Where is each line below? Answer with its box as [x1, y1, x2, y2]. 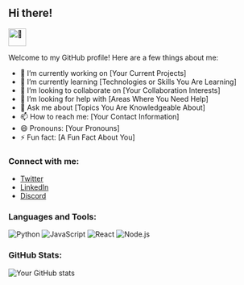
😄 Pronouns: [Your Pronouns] [19, 123, 120, 132]
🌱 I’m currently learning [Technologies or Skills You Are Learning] [19, 77, 238, 86]
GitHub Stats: [8, 249, 63, 261]
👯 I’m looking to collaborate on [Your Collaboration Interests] [19, 85, 221, 95]
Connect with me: [8, 155, 80, 166]
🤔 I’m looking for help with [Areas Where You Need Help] [19, 94, 209, 103]
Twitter [19, 174, 44, 184]
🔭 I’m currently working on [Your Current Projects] [19, 68, 187, 78]
